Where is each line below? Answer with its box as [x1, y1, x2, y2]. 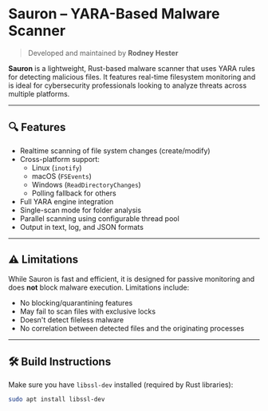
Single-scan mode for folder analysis [19, 205, 142, 215]
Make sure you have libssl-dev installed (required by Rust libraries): [8, 380, 234, 389]
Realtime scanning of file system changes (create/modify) [19, 145, 211, 156]
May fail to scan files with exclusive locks [19, 306, 156, 316]
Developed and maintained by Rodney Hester [27, 48, 179, 57]
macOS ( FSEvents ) [31, 171, 92, 180]
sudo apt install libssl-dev [8, 396, 105, 404]
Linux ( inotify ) [31, 163, 82, 172]
